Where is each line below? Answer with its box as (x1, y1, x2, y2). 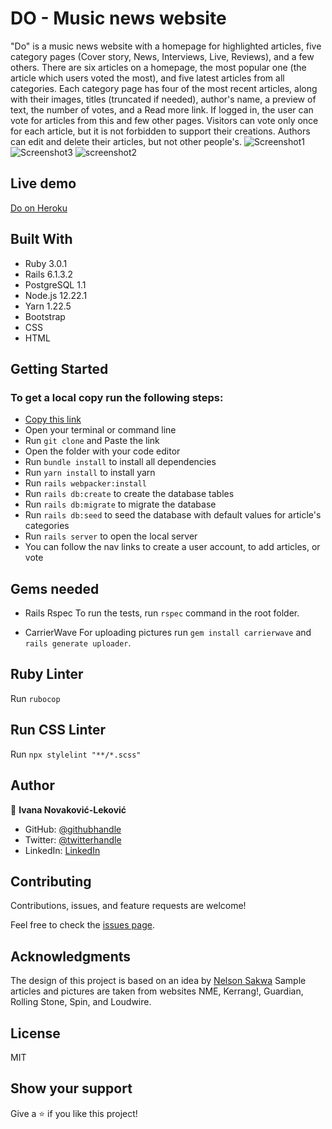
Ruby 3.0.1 (24, 257, 68, 269)
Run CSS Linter (10, 722, 107, 739)
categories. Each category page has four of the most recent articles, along (10, 82, 318, 94)
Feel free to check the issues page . (10, 919, 155, 931)
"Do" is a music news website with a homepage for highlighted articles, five (10, 40, 322, 52)
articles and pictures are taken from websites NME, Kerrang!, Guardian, (10, 985, 304, 997)
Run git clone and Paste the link (24, 435, 160, 447)
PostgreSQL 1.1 (24, 278, 87, 291)
